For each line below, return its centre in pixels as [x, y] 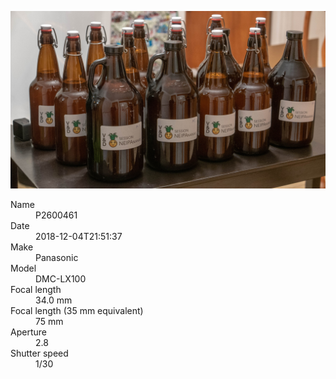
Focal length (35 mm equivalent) [77, 310]
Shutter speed [39, 353]
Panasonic [57, 257]
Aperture [28, 332]
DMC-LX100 [61, 278]
